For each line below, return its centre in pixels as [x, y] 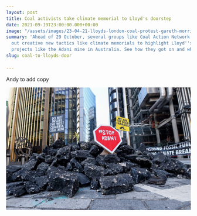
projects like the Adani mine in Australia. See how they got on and [98, 50]
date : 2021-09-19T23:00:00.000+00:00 [52, 25]
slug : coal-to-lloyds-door [39, 56]
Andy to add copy [28, 79]
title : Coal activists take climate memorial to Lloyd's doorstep [89, 18]
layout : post [22, 12]
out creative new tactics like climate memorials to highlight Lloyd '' [101, 43]
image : [14, 31]
